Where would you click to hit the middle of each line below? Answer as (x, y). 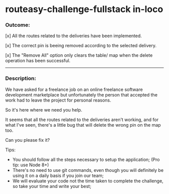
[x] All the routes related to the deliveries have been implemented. (74, 36)
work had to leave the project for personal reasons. (58, 100)
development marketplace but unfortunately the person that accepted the (81, 94)
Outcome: (18, 25)
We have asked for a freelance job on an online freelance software (74, 89)
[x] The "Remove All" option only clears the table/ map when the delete (79, 55)
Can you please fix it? (28, 140)
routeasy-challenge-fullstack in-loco (84, 9)
